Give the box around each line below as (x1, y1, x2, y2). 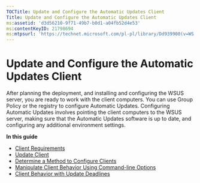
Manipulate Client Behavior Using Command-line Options (14, 164, 156, 171)
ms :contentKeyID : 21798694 (6, 25, 74, 32)
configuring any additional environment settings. (6, 121, 126, 129)
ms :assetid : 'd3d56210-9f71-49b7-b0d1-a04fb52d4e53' (6, 20, 141, 26)
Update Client (14, 151, 49, 158)
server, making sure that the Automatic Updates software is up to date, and (6, 115, 192, 122)
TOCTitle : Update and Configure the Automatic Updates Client (6, 8, 165, 15)
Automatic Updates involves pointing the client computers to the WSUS (6, 109, 182, 116)
